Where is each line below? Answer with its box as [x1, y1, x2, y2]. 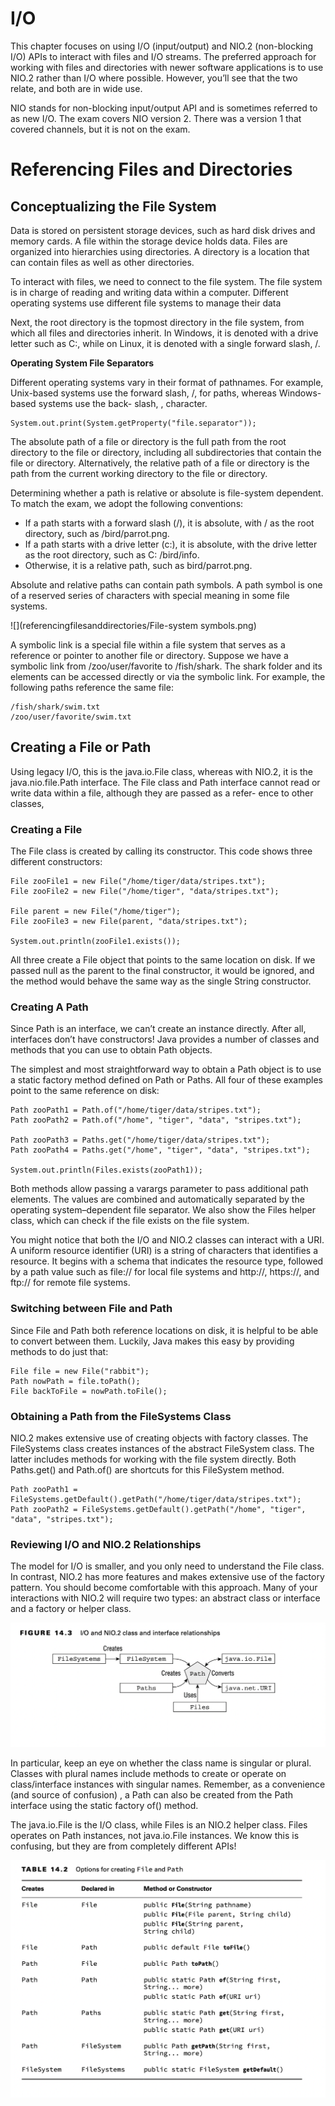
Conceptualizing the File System [10, 198, 217, 215]
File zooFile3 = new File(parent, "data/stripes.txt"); [10, 917, 248, 927]
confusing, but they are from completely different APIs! [10, 1840, 237, 1852]
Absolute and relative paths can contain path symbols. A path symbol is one [10, 578, 323, 591]
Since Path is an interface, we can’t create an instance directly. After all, [10, 1023, 307, 1035]
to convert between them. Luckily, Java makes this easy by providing [10, 1335, 295, 1347]
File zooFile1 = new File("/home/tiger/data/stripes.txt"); [10, 877, 267, 887]
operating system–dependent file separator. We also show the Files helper [10, 1204, 317, 1216]
